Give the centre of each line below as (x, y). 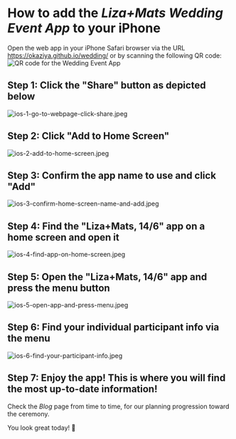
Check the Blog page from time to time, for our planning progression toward (118, 406)
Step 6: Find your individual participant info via (113, 328)
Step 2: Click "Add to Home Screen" (88, 136)
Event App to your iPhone (84, 28)
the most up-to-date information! (82, 389)
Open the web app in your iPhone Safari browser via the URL (96, 48)
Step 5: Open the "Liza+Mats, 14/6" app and (107, 276)
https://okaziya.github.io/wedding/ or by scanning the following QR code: (114, 55)
